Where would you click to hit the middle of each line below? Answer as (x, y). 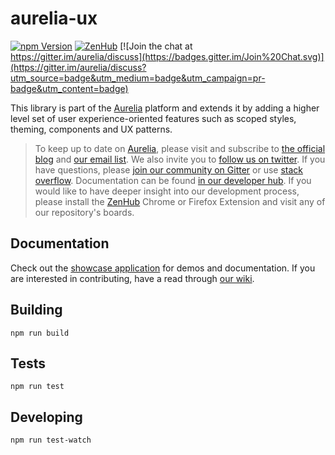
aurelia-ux (54, 18)
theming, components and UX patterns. (91, 129)
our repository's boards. (84, 212)
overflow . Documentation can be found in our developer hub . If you (173, 180)
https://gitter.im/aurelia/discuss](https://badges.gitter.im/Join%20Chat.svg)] (167, 56)
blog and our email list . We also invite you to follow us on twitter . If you (180, 159)
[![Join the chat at (156, 46)
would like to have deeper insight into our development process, (167, 191)
